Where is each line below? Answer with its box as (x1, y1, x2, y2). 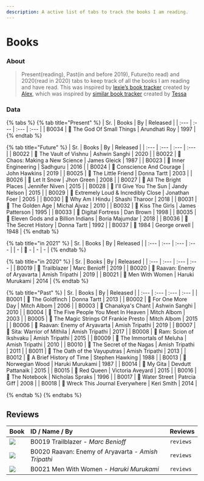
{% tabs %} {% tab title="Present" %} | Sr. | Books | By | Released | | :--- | (6, 119, 192, 127)
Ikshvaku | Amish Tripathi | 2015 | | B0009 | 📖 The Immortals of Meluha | (6, 334, 187, 342)
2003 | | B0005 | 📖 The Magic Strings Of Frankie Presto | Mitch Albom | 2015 (6, 315, 198, 323)
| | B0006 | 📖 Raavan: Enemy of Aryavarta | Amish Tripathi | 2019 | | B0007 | (6, 321, 196, 329)
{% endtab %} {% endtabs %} (6, 391, 82, 399)
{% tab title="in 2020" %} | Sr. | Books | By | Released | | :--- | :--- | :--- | (6, 258, 189, 265)
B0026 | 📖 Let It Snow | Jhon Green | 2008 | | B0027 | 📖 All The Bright (6, 176, 181, 183)
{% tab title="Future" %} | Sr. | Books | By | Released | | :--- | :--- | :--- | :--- (6, 144, 196, 151)
